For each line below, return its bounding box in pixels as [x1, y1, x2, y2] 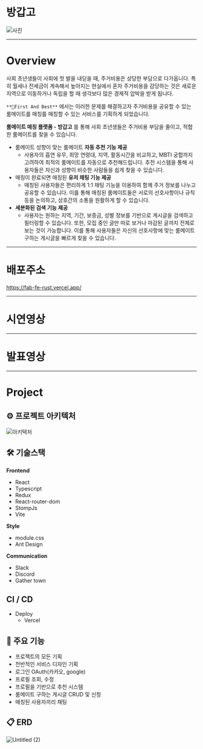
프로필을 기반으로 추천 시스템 [14, 683, 83, 690]
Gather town [14, 577, 47, 584]
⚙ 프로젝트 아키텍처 [6, 411, 76, 421]
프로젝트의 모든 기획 [14, 653, 62, 660]
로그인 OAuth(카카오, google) [14, 668, 86, 675]
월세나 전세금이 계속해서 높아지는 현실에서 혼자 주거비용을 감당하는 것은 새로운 [12, 82, 197, 90]
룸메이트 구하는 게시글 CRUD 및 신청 [14, 691, 101, 698]
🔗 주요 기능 [6, 636, 45, 646]
